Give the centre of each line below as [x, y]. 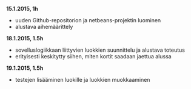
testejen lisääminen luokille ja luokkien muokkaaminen [82, 80]
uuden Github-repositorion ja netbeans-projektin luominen [88, 20]
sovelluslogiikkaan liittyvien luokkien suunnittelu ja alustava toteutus [100, 50]
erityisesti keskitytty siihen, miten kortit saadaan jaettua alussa [93, 56]
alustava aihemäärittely [44, 27]
